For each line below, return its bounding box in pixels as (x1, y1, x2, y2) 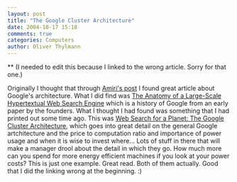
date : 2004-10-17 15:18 (7, 23, 78, 30)
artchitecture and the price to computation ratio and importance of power (7, 129, 222, 137)
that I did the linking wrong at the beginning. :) (7, 167, 142, 175)
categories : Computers (7, 37, 75, 44)
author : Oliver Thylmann (7, 43, 81, 50)
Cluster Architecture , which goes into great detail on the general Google (7, 122, 218, 130)
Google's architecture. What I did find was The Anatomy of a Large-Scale (7, 91, 222, 100)
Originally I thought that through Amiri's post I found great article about (7, 84, 215, 92)
